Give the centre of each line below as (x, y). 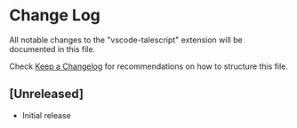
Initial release (46, 115)
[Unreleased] (47, 94)
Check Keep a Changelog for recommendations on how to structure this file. (149, 66)
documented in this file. (52, 49)
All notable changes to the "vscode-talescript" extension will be (126, 40)
